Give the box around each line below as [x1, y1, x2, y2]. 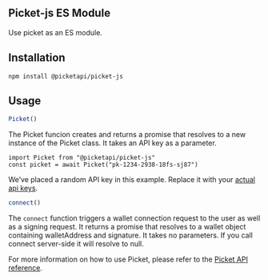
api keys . [8, 184, 38, 193]
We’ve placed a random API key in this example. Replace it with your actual [8, 175, 256, 185]
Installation [8, 51, 66, 65]
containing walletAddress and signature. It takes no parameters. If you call [8, 230, 254, 240]
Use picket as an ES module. [8, 27, 102, 37]
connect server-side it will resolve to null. [8, 239, 144, 249]
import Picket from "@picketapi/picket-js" [8, 154, 156, 162]
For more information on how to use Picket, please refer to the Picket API [8, 254, 248, 264]
